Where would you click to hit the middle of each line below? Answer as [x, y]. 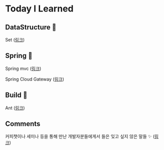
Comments [23, 124]
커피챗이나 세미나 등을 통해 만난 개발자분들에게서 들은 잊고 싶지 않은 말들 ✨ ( [80, 136]
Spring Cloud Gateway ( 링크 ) [35, 79]
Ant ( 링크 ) [15, 107]
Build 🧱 [16, 95]
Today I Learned [39, 9]
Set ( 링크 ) [15, 40]
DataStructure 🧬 [31, 27]
